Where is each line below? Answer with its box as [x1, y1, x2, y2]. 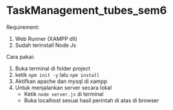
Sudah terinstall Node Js [14, 41, 77, 49]
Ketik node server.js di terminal [24, 90, 104, 97]
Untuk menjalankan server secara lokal [14, 84, 112, 91]
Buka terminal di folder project [14, 64, 90, 72]
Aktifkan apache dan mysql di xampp [14, 78, 107, 85]
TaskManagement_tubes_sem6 [6, 4, 167, 17]
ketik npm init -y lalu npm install [14, 71, 100, 78]
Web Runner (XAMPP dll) [14, 35, 77, 42]
